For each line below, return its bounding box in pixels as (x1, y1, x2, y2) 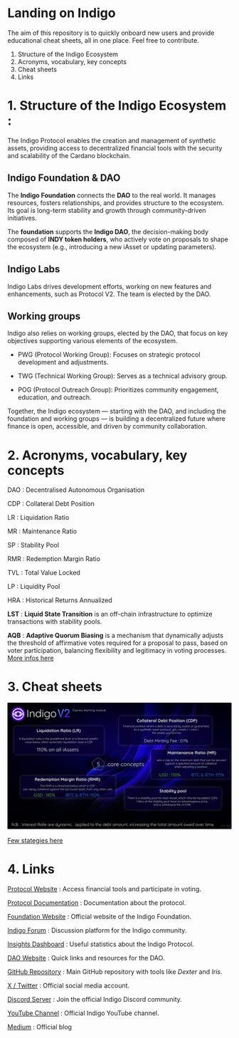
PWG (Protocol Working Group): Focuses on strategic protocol (17, 350, 201, 359)
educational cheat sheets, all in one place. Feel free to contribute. (7, 36, 199, 44)
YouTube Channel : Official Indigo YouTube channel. (7, 1009, 159, 1017)
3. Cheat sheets (7, 678, 103, 695)
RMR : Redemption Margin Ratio (7, 555, 101, 563)
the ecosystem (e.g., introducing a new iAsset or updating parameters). (7, 242, 217, 251)
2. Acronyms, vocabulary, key (7, 447, 188, 463)
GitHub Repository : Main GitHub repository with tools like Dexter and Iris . (7, 967, 223, 976)
